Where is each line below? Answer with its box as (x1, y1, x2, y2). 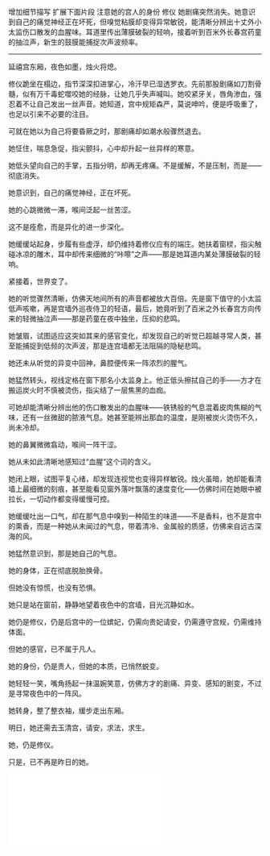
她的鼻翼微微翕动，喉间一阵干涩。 (8, 440, 121, 449)
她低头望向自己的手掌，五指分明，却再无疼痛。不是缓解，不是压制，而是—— (8, 160, 262, 170)
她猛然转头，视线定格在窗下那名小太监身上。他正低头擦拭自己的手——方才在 (8, 376, 262, 384)
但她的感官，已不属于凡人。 (8, 644, 100, 654)
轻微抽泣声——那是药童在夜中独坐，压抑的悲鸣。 (22, 314, 185, 323)
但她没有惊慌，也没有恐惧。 (8, 583, 100, 592)
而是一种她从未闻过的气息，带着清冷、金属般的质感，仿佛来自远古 (35, 521, 255, 530)
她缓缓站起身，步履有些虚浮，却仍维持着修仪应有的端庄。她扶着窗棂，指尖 (8, 239, 255, 248)
